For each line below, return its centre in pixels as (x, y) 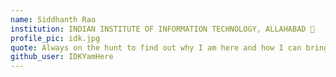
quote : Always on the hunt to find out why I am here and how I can (156, 47)
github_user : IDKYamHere (62, 57)
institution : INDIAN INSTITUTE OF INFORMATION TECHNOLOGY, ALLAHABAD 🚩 (162, 29)
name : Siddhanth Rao (53, 19)
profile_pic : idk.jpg (55, 38)
